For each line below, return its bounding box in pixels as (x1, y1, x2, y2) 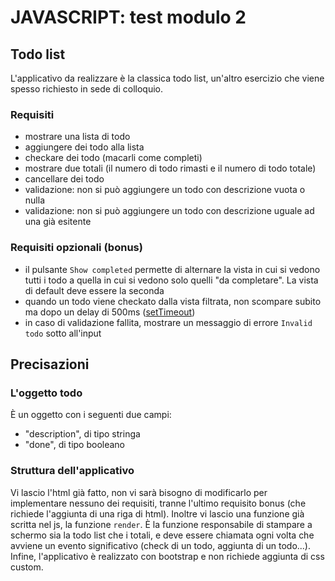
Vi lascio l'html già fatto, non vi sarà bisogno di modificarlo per (10, 486, 268, 498)
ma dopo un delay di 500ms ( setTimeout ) (24, 306, 196, 318)
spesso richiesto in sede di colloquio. (10, 83, 163, 95)
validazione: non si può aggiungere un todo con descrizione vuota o (24, 184, 306, 196)
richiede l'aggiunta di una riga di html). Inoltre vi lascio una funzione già (10, 507, 305, 520)
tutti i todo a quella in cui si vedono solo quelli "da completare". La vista (24, 274, 319, 286)
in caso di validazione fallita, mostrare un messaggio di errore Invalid (24, 316, 313, 328)
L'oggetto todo (10, 386, 83, 400)
